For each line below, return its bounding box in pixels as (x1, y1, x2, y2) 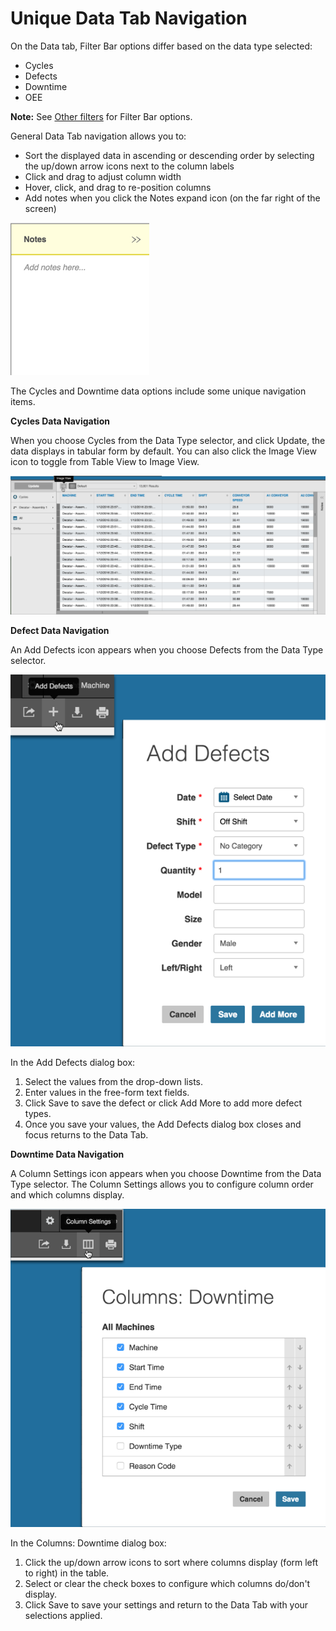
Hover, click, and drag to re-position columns (24, 181, 212, 193)
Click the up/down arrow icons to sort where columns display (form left (24, 1556, 319, 1568)
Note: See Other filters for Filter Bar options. (10, 110, 193, 122)
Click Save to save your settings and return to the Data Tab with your (24, 1598, 309, 1611)
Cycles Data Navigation (10, 415, 110, 427)
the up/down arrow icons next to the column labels (24, 160, 235, 172)
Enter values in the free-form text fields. (24, 1086, 190, 1098)
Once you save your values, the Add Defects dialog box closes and (24, 1118, 302, 1130)
